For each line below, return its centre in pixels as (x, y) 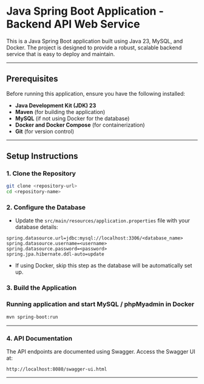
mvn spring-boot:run (32, 317)
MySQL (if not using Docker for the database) (72, 118)
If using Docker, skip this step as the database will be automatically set (104, 266)
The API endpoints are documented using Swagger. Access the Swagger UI (101, 351)
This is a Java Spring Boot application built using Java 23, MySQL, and (95, 41)
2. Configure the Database (46, 207)
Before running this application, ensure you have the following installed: (96, 93)
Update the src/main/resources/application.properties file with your (102, 221)
